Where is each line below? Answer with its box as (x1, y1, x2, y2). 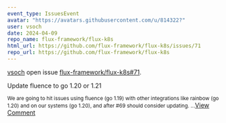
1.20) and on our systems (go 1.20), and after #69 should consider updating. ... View (7, 101, 209, 109)
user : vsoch (7, 23, 42, 30)
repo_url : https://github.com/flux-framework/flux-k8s (7, 49, 170, 56)
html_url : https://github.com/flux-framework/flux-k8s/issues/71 (7, 42, 201, 49)
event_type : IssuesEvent (7, 10, 80, 17)
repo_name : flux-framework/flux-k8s (7, 36, 114, 43)
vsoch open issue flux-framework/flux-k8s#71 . (7, 67, 142, 76)
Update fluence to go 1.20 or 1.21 (7, 81, 102, 90)
